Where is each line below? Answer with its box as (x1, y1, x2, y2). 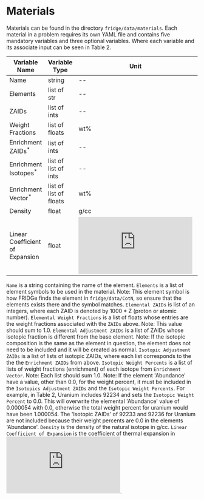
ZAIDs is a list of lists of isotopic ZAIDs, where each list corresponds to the (6, 353, 192, 360)
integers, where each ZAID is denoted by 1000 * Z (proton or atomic (6, 308, 177, 315)
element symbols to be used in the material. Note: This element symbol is (6, 288, 190, 296)
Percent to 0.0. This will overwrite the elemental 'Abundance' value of (6, 397, 180, 405)
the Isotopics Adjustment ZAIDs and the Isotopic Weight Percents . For (6, 385, 185, 392)
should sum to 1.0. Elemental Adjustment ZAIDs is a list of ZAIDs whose (6, 326, 184, 334)
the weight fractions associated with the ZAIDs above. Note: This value (6, 320, 182, 328)
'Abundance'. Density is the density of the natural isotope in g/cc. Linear (6, 424, 188, 431)
